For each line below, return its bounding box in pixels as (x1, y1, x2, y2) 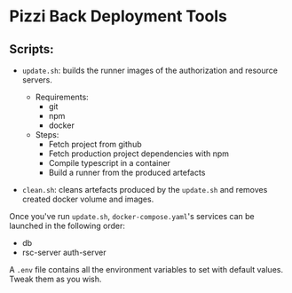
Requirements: (35, 91, 89, 102)
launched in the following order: (9, 220, 126, 231)
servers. (21, 75, 53, 85)
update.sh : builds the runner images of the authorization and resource (21, 65, 278, 75)
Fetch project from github (48, 139, 142, 149)
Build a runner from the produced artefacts (48, 167, 206, 178)
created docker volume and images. (21, 194, 154, 204)
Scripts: (9, 42, 54, 57)
